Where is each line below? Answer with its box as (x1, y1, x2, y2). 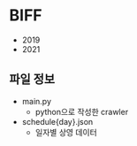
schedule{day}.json (21, 116, 94, 127)
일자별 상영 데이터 (34, 127, 97, 137)
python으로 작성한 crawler (34, 106, 129, 117)
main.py (21, 96, 51, 106)
